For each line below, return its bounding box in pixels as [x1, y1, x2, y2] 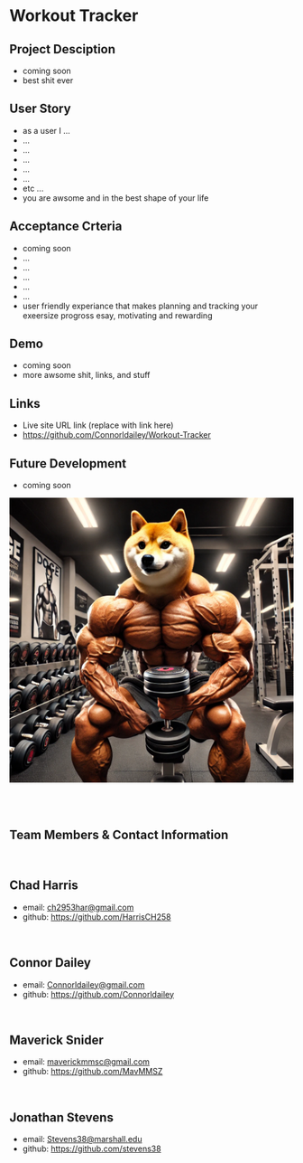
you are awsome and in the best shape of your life [22, 192, 209, 203]
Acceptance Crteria [9, 219, 123, 234]
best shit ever [22, 75, 74, 86]
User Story [9, 101, 71, 117]
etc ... [22, 183, 44, 194]
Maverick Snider [9, 1032, 104, 1047]
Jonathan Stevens [9, 1110, 115, 1125]
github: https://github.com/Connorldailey [22, 988, 174, 999]
